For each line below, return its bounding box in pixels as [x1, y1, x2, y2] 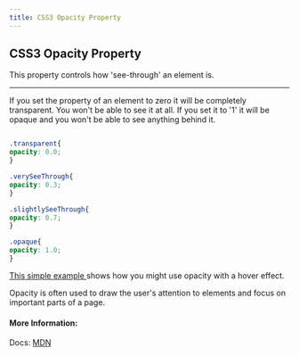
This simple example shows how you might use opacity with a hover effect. [9, 269, 285, 281]
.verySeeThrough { [9, 172, 74, 181]
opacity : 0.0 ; [9, 148, 62, 157]
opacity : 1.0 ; [9, 246, 62, 255]
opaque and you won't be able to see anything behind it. [9, 114, 216, 125]
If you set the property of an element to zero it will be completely [9, 95, 247, 106]
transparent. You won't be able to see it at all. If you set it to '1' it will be [9, 104, 270, 116]
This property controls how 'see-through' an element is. [9, 70, 214, 80]
